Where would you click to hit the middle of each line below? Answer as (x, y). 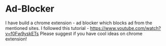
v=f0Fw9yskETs (22, 33)
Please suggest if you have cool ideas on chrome (91, 33)
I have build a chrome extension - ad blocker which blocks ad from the (79, 23)
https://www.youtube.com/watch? (126, 28)
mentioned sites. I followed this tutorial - (47, 28)
